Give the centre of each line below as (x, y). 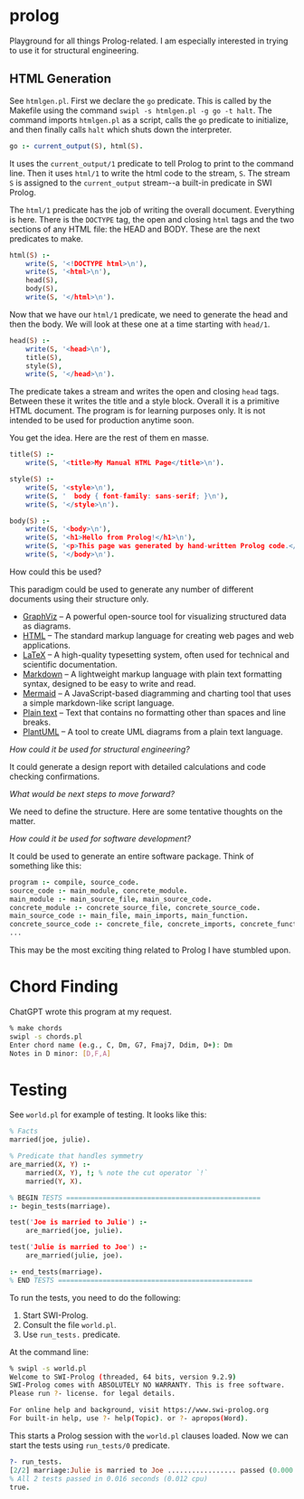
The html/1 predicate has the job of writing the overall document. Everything (152, 210)
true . (19, 1487)
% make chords (36, 1028)
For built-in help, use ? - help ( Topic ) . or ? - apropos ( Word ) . (129, 1418)
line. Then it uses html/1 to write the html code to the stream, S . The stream (150, 173)
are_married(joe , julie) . (75, 1231)
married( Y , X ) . (54, 1181)
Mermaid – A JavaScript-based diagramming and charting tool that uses (157, 693)
